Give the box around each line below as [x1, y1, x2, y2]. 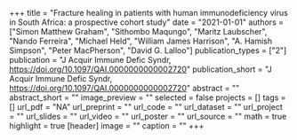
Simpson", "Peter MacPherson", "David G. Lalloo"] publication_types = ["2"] [9, 45, 287, 56]
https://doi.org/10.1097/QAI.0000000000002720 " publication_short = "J [9, 64, 273, 74]
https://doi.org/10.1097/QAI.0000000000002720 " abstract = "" [9, 83, 240, 93]
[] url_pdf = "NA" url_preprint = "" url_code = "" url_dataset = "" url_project [9, 102, 283, 112]
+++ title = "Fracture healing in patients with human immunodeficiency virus [9, 8, 289, 18]
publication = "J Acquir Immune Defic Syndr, [9, 55, 172, 65]
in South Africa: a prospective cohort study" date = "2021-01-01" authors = [9, 17, 285, 27]
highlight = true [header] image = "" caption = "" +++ [9, 121, 205, 131]
